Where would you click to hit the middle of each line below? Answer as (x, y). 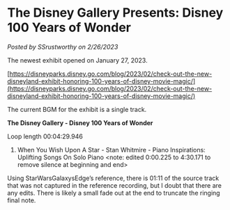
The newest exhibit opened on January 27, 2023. (77, 60)
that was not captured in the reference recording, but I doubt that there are (114, 185)
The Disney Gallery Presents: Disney (115, 13)
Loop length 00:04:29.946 (45, 136)
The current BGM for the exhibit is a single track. (77, 109)
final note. (22, 200)
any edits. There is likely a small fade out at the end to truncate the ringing (114, 193)
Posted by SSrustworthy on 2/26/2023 (63, 47)
